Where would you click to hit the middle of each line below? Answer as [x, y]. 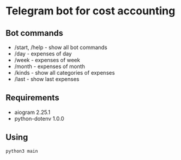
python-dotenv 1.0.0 [39, 118]
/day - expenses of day [43, 54]
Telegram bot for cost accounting [90, 11]
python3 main [22, 151]
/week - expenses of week [47, 60]
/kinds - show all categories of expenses [64, 73]
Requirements [32, 98]
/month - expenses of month [49, 66]
